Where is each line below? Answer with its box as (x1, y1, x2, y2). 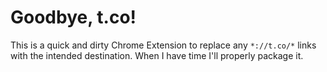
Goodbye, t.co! (10, 6, 137, 29)
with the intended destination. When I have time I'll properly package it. (10, 49, 304, 61)
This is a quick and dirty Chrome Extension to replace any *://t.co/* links (10, 39, 317, 51)
